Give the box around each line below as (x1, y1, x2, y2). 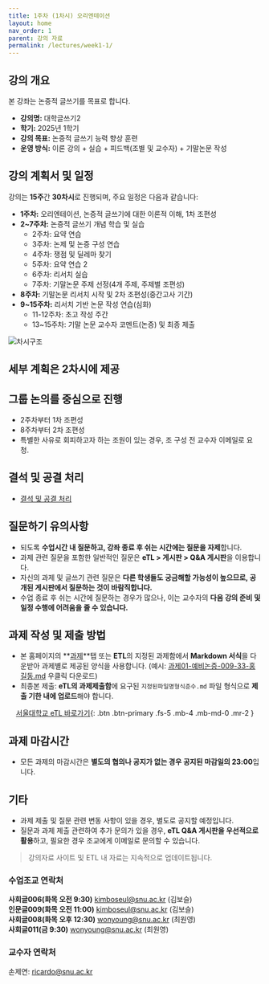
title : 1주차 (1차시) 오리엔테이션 (8, 11, 111, 20)
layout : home (8, 19, 52, 27)
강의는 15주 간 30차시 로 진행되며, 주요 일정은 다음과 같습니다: (8, 192, 199, 202)
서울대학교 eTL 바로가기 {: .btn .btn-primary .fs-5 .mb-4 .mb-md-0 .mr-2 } (15, 708, 255, 718)
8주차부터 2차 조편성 (19, 425, 85, 435)
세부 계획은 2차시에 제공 (8, 362, 120, 376)
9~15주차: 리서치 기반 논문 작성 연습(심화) (19, 299, 152, 309)
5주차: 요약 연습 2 (31, 259, 88, 269)
